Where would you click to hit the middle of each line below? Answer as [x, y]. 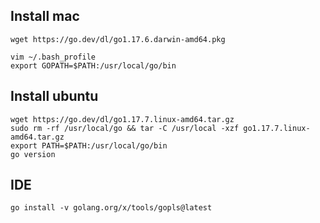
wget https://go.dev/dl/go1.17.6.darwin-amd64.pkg [118, 39]
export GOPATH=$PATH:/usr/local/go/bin [93, 65]
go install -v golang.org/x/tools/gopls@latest [111, 208]
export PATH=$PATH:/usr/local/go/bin [89, 145]
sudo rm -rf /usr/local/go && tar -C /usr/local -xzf [125, 128]
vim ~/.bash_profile [53, 57]
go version [33, 154]
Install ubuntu [54, 96]
